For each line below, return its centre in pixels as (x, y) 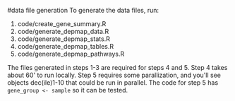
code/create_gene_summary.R (62, 24)
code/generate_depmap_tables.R (66, 46)
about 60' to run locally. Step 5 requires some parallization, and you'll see (114, 75)
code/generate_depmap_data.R (63, 31)
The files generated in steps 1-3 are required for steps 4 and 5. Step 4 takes (117, 67)
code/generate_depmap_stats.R (64, 39)
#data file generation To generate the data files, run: (83, 10)
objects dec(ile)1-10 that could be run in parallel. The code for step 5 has (113, 83)
